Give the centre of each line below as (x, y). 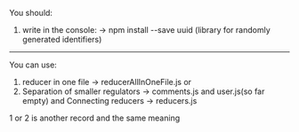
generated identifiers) (62, 39)
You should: (31, 13)
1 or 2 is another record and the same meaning (95, 118)
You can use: (33, 65)
